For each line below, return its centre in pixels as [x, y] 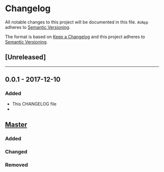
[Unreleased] [26, 57]
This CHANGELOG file [34, 104]
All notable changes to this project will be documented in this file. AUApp [77, 22]
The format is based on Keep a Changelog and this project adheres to [75, 37]
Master [16, 124]
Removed [17, 165]
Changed [16, 151]
